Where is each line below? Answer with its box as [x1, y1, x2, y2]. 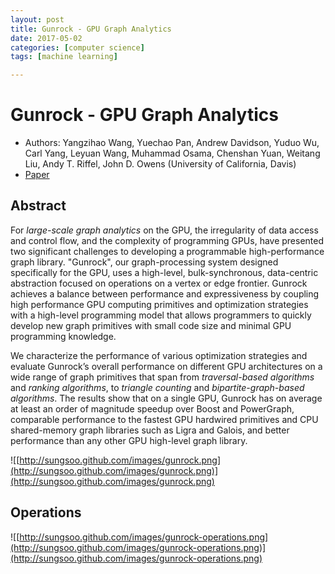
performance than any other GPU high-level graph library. [10, 434, 248, 446]
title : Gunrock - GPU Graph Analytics [10, 24, 172, 34]
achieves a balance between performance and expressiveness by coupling [10, 287, 320, 300]
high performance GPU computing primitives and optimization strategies [10, 298, 309, 310]
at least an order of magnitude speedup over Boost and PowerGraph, [10, 402, 295, 415]
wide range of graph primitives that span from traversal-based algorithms [10, 371, 315, 383]
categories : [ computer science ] [10, 42, 145, 53]
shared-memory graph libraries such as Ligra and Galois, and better [10, 424, 290, 436]
